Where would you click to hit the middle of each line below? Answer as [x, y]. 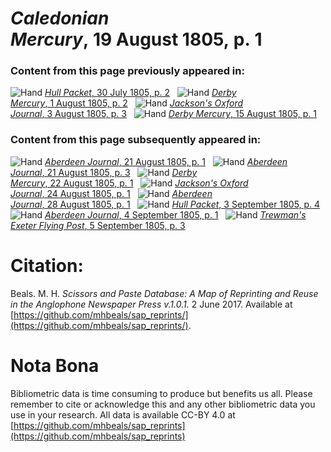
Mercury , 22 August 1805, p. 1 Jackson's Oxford [129, 183]
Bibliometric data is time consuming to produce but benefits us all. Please [161, 393]
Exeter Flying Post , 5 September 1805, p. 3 [98, 225]
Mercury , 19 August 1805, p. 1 [136, 39]
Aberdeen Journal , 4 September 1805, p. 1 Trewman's [175, 214]
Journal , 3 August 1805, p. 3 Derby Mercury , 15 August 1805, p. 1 [163, 114]
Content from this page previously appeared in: [127, 71]
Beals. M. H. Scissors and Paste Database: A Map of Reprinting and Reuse [164, 293]
